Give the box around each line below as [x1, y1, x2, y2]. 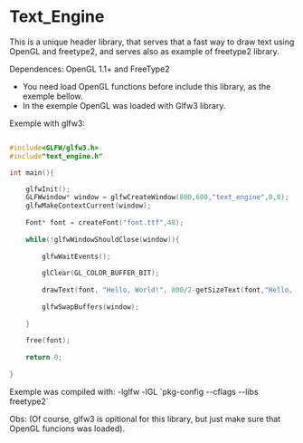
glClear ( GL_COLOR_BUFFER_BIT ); [42, 269, 160, 278]
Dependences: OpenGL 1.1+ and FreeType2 [9, 63, 170, 74]
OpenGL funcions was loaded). [9, 423, 125, 434]
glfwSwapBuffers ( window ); [42, 302, 140, 312]
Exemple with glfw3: [9, 118, 86, 129]
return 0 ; [25, 353, 63, 362]
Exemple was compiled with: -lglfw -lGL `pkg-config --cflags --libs [9, 386, 260, 397]
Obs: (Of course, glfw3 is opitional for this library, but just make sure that [9, 413, 281, 424]
